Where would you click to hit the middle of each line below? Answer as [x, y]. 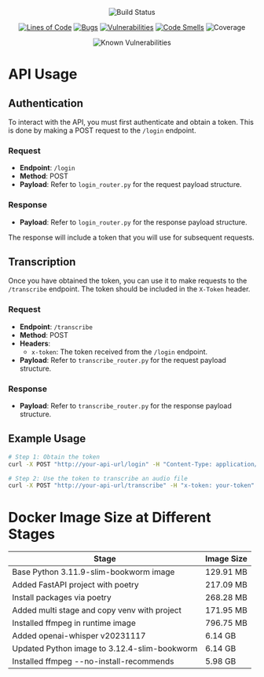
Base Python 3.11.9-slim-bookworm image [93, 572]
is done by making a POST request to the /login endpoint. [102, 130]
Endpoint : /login [47, 168]
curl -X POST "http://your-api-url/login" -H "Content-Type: [110, 464]
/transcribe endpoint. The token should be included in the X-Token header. [129, 289]
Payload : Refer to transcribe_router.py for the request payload [123, 360]
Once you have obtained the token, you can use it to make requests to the [128, 281]
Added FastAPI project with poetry [75, 585]
